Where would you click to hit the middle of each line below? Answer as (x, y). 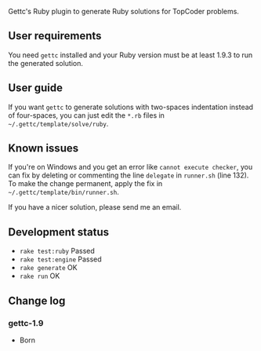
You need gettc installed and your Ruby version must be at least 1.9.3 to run (130, 55)
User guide (35, 88)
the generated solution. (46, 63)
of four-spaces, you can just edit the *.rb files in (86, 115)
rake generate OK (48, 268)
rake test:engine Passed (60, 259)
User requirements (55, 36)
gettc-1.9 (26, 323)
